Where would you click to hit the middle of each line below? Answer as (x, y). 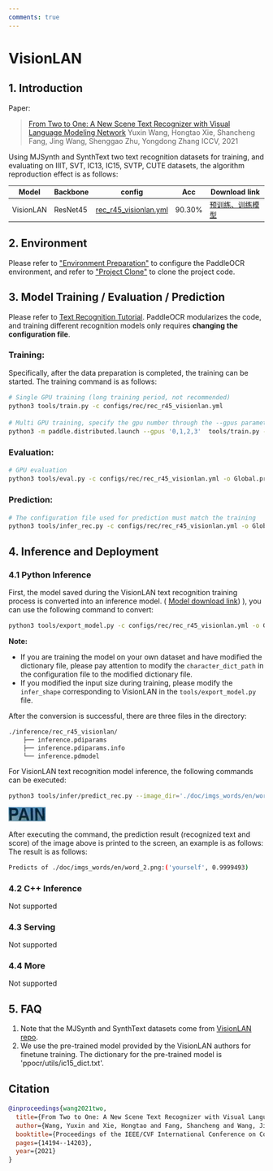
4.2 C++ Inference (45, 888)
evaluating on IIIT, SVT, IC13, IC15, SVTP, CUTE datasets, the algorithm (127, 165)
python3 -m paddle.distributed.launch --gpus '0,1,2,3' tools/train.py (134, 432)
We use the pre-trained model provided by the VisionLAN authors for (135, 1046)
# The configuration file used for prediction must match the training (132, 518)
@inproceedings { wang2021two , (58, 1109)
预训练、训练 (231, 205)
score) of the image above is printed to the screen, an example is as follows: (136, 842)
